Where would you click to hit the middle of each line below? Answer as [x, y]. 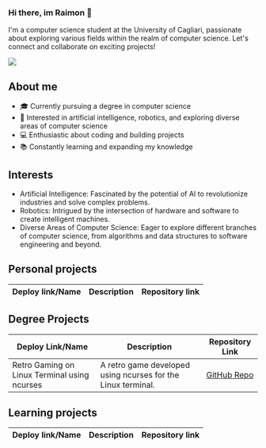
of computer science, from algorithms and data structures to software [133, 235]
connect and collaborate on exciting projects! [82, 47]
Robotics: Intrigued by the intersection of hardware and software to [129, 210]
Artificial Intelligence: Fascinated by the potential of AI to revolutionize [133, 193]
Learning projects [53, 413]
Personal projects [53, 269]
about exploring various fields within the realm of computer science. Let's [129, 38]
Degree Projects [49, 319]
